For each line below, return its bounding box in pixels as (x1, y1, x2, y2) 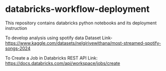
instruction (5, 25, 27, 31)
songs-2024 (5, 45, 31, 51)
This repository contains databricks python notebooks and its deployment (5, 20, 157, 26)
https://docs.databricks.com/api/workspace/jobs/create (5, 60, 121, 66)
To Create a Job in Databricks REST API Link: (5, 55, 98, 61)
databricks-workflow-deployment (5, 3, 150, 15)
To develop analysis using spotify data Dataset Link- (5, 35, 113, 41)
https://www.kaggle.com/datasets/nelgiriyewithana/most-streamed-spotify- (5, 40, 161, 46)
